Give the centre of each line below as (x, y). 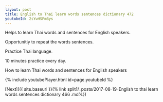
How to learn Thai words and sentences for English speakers (66, 70)
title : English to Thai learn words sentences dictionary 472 (69, 14)
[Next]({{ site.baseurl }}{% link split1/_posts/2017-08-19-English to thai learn (82, 89)
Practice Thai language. (29, 51)
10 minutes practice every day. (36, 61)
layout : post (18, 10)
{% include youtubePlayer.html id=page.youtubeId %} (59, 80)
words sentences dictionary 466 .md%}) (46, 94)
